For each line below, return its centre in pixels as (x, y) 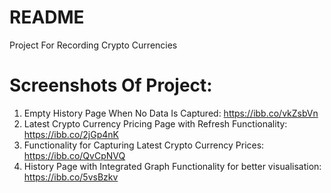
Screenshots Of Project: (111, 85)
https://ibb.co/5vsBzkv (71, 177)
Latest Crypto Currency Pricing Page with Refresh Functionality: (155, 123)
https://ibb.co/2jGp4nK (71, 134)
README (47, 17)
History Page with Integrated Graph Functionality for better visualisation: (172, 166)
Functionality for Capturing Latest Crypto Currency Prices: (144, 145)
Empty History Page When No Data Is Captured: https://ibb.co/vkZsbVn (171, 113)
